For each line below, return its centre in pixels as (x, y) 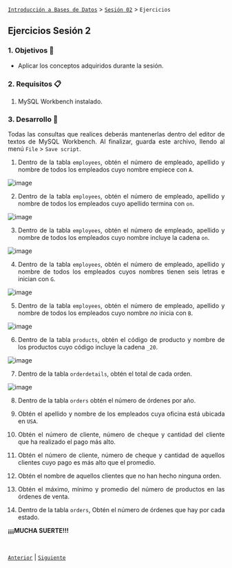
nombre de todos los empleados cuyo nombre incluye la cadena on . (114, 238)
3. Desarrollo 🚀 (33, 119)
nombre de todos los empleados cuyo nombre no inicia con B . (105, 313)
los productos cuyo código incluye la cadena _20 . (87, 347)
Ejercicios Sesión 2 (50, 31)
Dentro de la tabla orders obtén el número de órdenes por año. (107, 400)
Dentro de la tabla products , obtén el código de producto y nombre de (121, 340)
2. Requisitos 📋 (35, 83)
